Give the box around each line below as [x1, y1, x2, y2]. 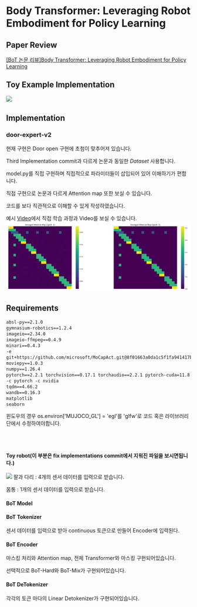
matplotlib [6, 396, 33, 402]
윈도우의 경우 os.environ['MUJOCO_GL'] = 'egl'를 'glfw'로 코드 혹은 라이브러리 [6, 413, 189, 420]
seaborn [6, 402, 25, 407]
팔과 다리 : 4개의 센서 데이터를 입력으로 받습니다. [13, 474, 125, 481]
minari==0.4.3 [6, 343, 41, 349]
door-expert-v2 [6, 131, 52, 139]
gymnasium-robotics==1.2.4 [6, 325, 72, 331]
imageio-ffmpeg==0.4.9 [6, 337, 62, 343]
